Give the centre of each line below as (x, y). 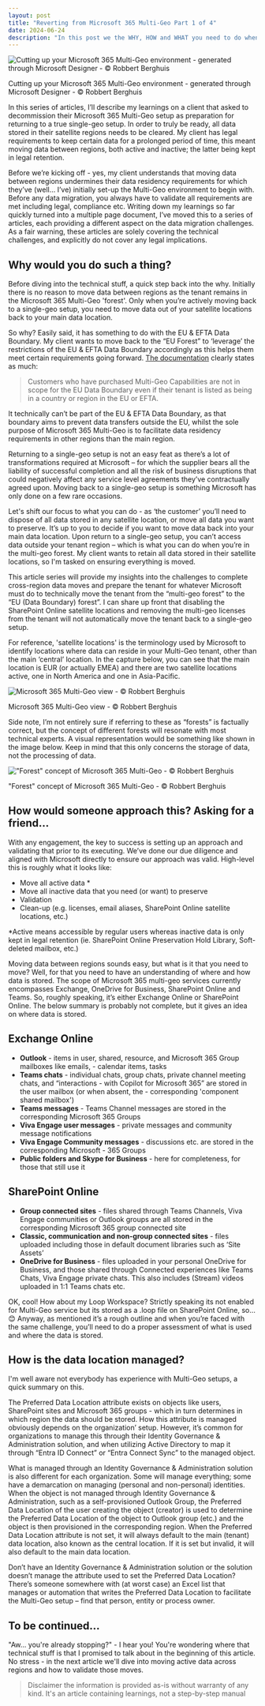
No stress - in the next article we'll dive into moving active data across (122, 1662)
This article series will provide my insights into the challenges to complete (128, 577)
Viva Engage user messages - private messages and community (126, 1125)
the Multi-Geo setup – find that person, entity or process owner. (112, 1601)
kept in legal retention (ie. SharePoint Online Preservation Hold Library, (123, 939)
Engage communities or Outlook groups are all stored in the (116, 1219)
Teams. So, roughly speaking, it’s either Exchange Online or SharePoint (123, 997)
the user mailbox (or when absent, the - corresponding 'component (129, 1091)
